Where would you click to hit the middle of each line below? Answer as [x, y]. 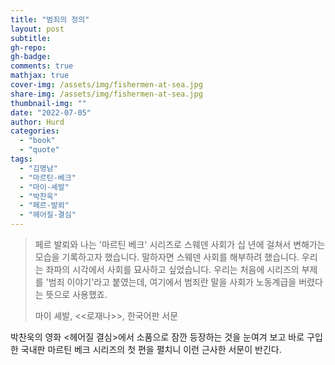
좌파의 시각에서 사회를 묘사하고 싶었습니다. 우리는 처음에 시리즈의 [172, 269]
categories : [35, 131]
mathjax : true [40, 76]
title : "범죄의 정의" [50, 19]
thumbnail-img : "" [48, 103]
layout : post [37, 29]
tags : [21, 159]
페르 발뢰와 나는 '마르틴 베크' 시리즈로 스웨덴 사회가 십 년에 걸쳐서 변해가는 [180, 244]
